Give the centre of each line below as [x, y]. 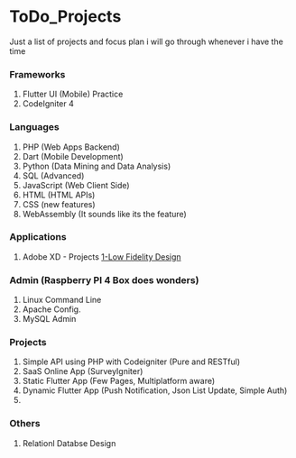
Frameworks [37, 74]
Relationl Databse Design [69, 443]
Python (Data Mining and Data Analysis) [97, 166]
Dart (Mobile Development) [73, 156]
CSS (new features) [59, 204]
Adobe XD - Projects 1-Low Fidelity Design [102, 256]
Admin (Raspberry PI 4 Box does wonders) [104, 279]
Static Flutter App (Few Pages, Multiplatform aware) [119, 381]
